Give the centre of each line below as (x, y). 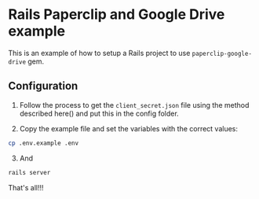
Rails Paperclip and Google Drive (117, 15)
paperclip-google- (222, 53)
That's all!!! (26, 187)
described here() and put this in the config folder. (99, 113)
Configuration (43, 86)
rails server (29, 172)
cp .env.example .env (44, 143)
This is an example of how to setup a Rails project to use (99, 53)
